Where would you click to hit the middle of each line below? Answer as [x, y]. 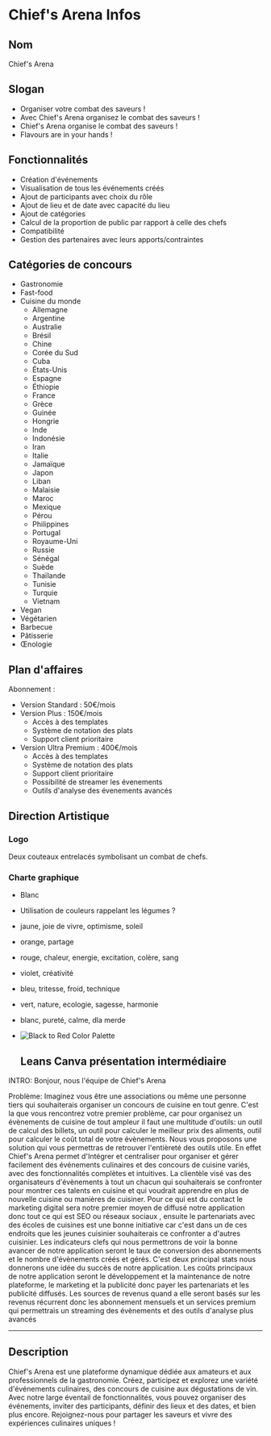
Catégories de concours [71, 265]
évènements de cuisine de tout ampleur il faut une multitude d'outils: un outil [135, 1122]
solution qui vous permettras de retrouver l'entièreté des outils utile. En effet [135, 1148]
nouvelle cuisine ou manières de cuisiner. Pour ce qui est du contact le [126, 1199]
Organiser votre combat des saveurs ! [83, 109]
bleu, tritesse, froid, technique [70, 989]
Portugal [46, 533]
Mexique [47, 507]
